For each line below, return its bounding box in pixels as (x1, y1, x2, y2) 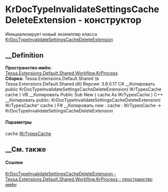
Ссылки (5, 159, 23, 165)
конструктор (84, 14, 142, 26)
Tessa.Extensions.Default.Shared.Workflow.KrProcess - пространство (5, 176, 153, 182)
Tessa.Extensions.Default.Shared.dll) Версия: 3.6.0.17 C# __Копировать (5, 81, 155, 87)
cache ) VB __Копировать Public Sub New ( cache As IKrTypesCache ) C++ (5, 91, 163, 97)
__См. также (5, 145, 47, 154)
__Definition (5, 51, 44, 60)
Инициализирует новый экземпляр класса (5, 31, 97, 37)
